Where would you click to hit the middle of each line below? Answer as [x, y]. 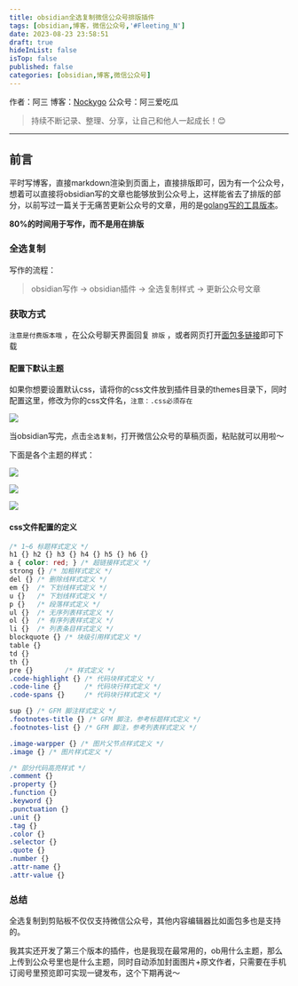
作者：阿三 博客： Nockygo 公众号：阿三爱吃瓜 [94, 101]
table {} [25, 646]
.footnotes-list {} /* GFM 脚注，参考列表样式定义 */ [103, 728]
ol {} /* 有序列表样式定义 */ [62, 621]
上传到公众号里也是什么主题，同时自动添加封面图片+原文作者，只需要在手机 [148, 962]
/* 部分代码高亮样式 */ [48, 768]
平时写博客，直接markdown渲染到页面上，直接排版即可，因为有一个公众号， [149, 182]
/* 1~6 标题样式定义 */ [49, 546]
